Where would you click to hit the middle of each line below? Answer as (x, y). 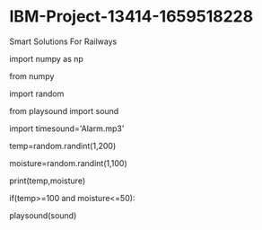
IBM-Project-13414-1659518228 (131, 17)
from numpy (32, 76)
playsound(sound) (43, 215)
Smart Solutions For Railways (63, 41)
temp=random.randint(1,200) (63, 146)
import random (37, 93)
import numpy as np (46, 58)
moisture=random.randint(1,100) (68, 163)
